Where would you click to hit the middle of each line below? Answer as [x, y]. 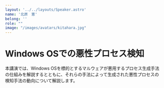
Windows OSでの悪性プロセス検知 [75, 54]
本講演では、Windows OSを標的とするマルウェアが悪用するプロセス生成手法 [82, 68]
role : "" [14, 23]
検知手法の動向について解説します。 [41, 81]
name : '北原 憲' [21, 14]
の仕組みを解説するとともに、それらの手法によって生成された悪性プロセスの [82, 75]
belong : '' [16, 19]
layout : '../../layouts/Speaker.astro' [46, 10]
